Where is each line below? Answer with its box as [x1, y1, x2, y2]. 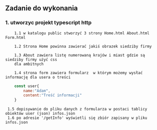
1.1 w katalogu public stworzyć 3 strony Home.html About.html [14, 30, 150, 36]
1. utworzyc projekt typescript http [5, 19, 92, 26]
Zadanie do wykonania [5, 4, 78, 13]
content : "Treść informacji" [23, 93, 82, 98]
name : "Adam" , [23, 88, 51, 93]
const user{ [14, 83, 39, 89]
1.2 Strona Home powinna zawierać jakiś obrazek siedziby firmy [14, 44, 152, 49]
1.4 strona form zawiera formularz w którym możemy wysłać [14, 70, 143, 75]
